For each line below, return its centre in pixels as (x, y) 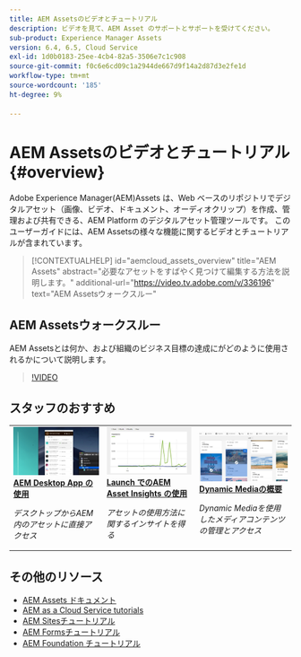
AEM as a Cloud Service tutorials (83, 610)
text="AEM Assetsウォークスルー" (94, 294)
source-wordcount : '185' (56, 85)
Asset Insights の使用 (147, 494)
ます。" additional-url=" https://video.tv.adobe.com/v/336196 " (161, 283)
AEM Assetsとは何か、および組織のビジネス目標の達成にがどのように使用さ (149, 348)
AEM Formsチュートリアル (71, 632)
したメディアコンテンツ (242, 520)
